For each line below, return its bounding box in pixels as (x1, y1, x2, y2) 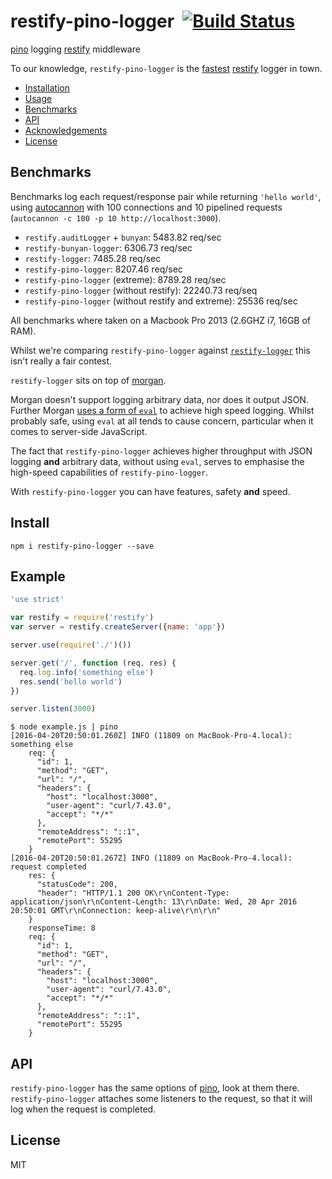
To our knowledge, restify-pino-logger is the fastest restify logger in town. (10, 62, 323, 74)
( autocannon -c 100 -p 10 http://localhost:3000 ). (10, 211, 222, 224)
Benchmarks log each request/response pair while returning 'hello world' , (10, 190, 322, 202)
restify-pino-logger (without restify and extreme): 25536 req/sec (24, 295, 298, 307)
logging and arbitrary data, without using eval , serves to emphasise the (10, 455, 305, 467)
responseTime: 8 (28, 923, 97, 934)
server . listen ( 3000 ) (10, 704, 97, 714)
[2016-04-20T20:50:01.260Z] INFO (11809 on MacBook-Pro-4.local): (10, 731, 293, 741)
